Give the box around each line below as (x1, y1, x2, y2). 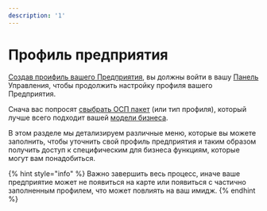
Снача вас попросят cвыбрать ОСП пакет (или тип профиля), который (8, 104, 247, 113)
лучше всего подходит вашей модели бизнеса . (8, 113, 168, 122)
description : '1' (8, 11, 66, 20)
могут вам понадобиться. (8, 153, 95, 163)
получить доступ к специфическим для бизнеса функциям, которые (8, 144, 240, 155)
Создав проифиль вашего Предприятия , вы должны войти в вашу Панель (8, 72, 259, 82)
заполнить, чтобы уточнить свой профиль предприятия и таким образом (8, 136, 257, 146)
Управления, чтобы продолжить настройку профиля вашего (8, 80, 213, 90)
